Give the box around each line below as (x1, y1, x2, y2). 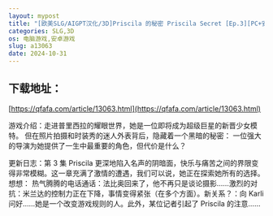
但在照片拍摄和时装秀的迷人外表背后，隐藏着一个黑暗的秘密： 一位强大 (24, 131, 262, 140)
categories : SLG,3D (8, 27, 75, 35)
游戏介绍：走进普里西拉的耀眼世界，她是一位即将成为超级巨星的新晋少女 (8, 120, 250, 130)
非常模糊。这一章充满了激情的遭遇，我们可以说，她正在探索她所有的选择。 (15, 168, 265, 178)
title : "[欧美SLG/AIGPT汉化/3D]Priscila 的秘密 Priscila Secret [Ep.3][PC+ (8, 19, 262, 28)
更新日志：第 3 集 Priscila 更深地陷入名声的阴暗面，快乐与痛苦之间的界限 (8, 158, 252, 167)
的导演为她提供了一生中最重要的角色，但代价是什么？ (8, 140, 187, 150)
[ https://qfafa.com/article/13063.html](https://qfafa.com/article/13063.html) (8, 103, 262, 114)
